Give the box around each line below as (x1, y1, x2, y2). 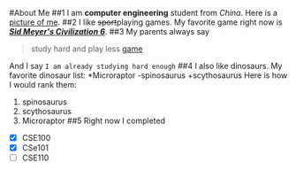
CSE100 (21, 133, 51, 143)
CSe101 (21, 143, 49, 153)
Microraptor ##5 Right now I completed (21, 115, 166, 126)
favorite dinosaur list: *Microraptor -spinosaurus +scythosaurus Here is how (9, 70, 288, 81)
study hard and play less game (30, 43, 143, 54)
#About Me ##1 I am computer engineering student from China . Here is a (9, 8, 278, 18)
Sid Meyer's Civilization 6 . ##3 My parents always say (9, 27, 210, 36)
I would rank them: (9, 80, 77, 89)
